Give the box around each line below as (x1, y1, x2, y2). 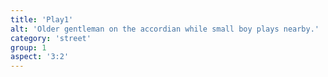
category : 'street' (10, 33, 92, 43)
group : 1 (10, 42, 47, 53)
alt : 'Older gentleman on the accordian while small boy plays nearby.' (10, 24, 320, 34)
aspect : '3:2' (10, 52, 70, 62)
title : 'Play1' (10, 14, 74, 25)
